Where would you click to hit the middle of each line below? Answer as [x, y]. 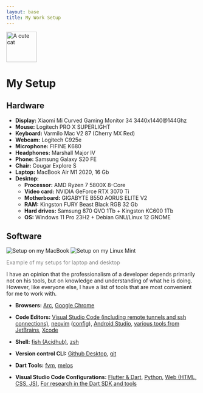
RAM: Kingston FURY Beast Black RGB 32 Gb [81, 204]
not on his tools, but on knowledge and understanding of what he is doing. [99, 281]
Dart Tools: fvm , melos [44, 366]
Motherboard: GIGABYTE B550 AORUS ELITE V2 [86, 197]
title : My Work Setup [34, 18]
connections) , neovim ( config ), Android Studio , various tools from [97, 324]
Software [24, 236]
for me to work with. [31, 294]
